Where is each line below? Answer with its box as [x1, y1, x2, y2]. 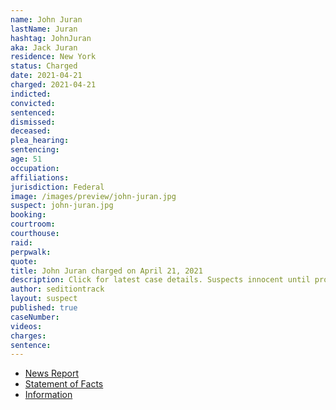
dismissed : [10, 117, 56, 127]
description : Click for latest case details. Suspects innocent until [10, 275, 311, 285]
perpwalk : [10, 247, 52, 257]
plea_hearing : [10, 136, 70, 146]
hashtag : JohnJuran [10, 33, 92, 43]
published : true [10, 303, 78, 313]
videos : [10, 321, 43, 331]
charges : [10, 331, 47, 341]
